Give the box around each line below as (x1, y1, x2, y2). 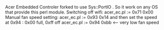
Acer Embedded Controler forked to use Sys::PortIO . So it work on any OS (5, 4, 158, 10)
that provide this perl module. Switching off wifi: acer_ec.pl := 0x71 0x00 (5, 9, 154, 15)
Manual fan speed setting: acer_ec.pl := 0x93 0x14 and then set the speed (5, 15, 158, 20)
